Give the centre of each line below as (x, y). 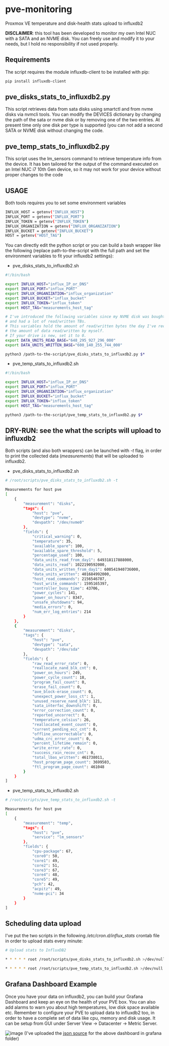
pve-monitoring (39, 9)
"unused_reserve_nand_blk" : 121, (67, 701)
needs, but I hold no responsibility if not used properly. (62, 43)
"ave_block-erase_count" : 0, (63, 692)
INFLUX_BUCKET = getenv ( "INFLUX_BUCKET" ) (49, 231)
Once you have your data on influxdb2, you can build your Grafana (74, 996)
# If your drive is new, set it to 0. (46, 335)
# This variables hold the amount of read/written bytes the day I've (81, 326)
